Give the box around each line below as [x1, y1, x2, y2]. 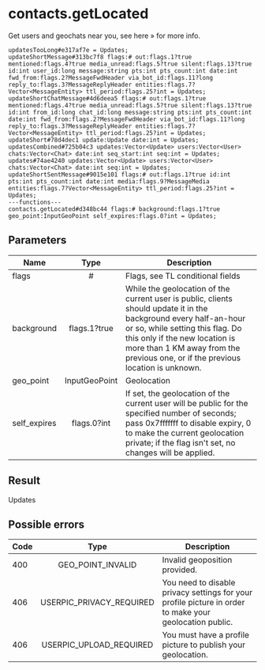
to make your [162, 607, 211, 618]
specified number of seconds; [125, 408, 237, 419]
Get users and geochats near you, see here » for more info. [8, 31, 201, 40]
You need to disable [162, 578, 236, 589]
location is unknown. [125, 362, 202, 373]
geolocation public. [162, 617, 233, 628]
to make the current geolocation [125, 427, 244, 439]
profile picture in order [162, 597, 245, 608]
